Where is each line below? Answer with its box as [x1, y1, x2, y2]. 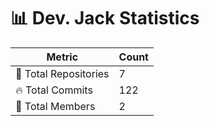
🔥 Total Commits [15, 83, 93, 97]
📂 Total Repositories [15, 66, 110, 80]
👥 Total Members [15, 99, 96, 113]
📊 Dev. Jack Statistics [10, 7, 200, 30]
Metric [46, 50, 79, 64]
